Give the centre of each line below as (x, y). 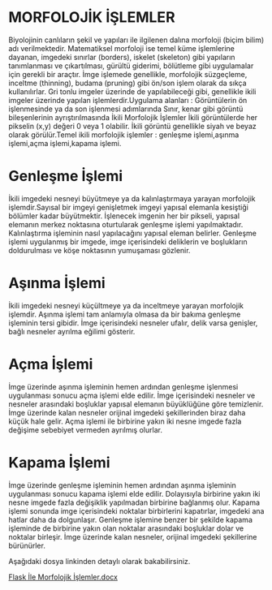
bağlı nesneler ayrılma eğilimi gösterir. (72, 331)
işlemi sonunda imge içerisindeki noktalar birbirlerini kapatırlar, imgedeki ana (136, 510)
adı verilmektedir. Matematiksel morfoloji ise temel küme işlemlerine (122, 48)
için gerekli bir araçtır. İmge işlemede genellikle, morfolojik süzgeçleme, (128, 74)
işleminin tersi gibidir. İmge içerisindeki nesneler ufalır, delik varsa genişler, (133, 323)
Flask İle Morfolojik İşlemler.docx (63, 577)
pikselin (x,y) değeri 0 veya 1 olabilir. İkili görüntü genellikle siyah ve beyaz (133, 126)
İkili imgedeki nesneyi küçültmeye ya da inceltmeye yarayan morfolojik (126, 305)
